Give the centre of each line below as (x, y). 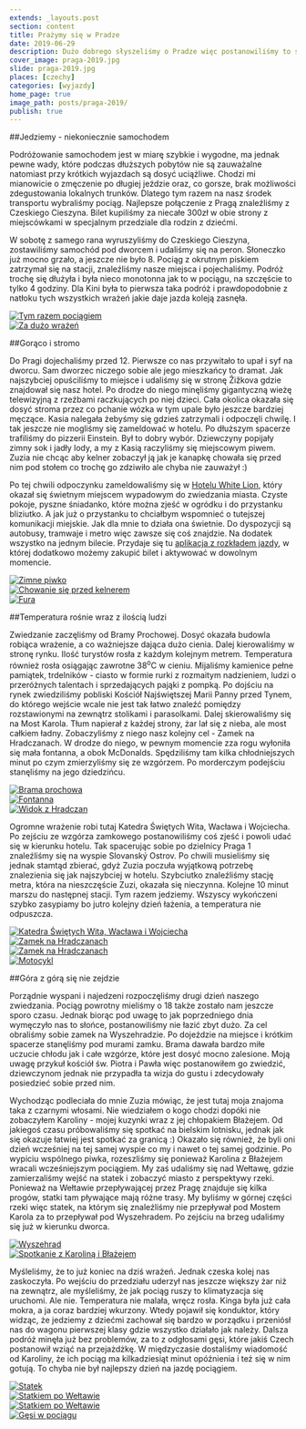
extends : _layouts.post (55, 18)
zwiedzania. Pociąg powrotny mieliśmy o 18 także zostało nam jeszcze (142, 1005)
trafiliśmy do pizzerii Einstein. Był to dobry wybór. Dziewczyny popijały (142, 438)
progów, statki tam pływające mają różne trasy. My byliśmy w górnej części (151, 1197)
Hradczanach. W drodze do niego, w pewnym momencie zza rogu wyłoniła (150, 743)
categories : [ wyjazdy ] (52, 86)
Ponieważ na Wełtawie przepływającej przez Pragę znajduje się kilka (138, 1187)
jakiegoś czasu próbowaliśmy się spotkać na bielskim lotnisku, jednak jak (147, 1129)
